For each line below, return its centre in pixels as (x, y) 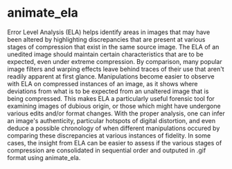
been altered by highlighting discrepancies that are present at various (106, 39)
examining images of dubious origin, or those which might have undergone (114, 106)
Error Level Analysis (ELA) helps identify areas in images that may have (109, 32)
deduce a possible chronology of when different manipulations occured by (114, 128)
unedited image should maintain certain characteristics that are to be (105, 54)
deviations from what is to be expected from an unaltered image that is (108, 91)
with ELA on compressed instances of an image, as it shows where (102, 83)
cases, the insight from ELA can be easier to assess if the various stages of (115, 143)
